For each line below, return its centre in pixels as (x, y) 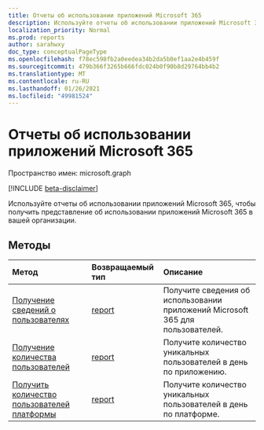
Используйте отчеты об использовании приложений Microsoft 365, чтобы (132, 204)
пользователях (40, 320)
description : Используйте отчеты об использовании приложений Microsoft (130, 23)
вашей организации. (42, 220)
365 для (179, 320)
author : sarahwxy (37, 45)
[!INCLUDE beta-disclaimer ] (53, 189)
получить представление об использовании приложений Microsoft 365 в (130, 212)
